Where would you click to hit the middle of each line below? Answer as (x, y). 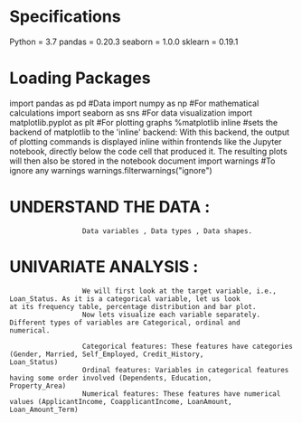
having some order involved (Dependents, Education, (111, 378)
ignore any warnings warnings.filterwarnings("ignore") (111, 170)
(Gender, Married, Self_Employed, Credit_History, (107, 354)
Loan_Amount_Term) (44, 409)
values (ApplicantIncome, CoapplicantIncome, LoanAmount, (121, 401)
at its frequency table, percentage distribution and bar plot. (133, 306)
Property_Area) (38, 386)
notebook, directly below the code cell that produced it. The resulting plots (148, 151)
